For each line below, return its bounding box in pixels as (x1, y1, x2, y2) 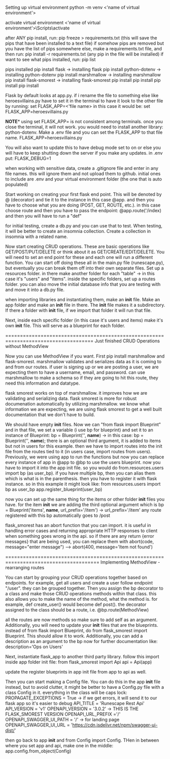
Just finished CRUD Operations (94, 338, 160, 344)
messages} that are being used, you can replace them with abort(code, (5, 539, 154, 544)
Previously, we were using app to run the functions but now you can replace (5, 454, 164, 460)
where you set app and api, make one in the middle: (5, 743, 113, 748)
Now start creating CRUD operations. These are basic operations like (5, 244, 150, 249)
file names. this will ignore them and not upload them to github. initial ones (5, 170, 161, 177)
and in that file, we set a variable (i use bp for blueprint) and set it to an (5, 427, 153, 433)
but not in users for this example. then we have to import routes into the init (5, 443, 162, 449)
